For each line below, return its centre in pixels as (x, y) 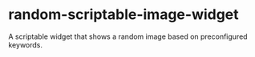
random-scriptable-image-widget (123, 15)
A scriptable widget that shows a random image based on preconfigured (128, 36)
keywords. (25, 44)
